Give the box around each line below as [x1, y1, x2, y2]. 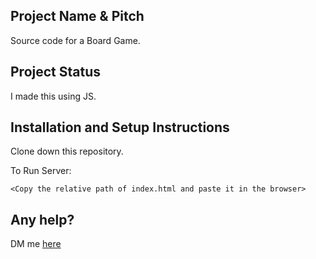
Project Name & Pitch [10, 8, 145, 25]
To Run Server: [10, 165, 72, 177]
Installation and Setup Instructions [10, 119, 230, 136]
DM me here [10, 238, 62, 250]
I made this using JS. [10, 90, 97, 102]
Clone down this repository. [10, 145, 124, 158]
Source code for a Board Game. [10, 34, 141, 46]
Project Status [10, 64, 102, 81]
